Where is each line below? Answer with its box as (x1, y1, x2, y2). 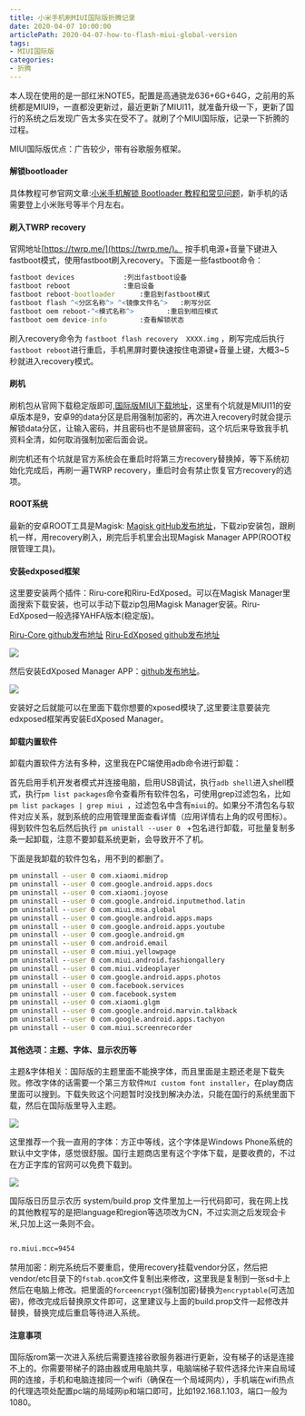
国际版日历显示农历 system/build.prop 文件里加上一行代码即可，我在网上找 (9, 1195, 289, 1206)
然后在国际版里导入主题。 (25, 1100, 121, 1111)
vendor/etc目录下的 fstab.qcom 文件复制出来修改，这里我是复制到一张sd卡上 (9, 1273, 291, 1284)
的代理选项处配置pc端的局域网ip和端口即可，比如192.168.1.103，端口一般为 (9, 1386, 288, 1397)
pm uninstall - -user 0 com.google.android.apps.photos (9, 973, 221, 982)
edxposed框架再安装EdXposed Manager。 (9, 714, 169, 725)
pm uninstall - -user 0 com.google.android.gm (9, 930, 184, 940)
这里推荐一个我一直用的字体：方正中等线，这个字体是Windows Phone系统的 (9, 1136, 293, 1147)
